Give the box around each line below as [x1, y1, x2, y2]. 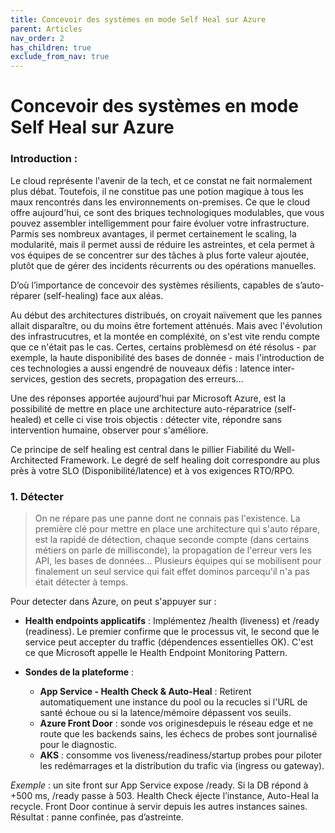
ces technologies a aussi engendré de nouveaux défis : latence [10, 362, 271, 374]
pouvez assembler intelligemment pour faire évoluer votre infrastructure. [10, 217, 310, 229]
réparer [10, 289, 42, 301]
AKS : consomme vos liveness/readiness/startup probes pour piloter [39, 749, 323, 761]
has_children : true [10, 42, 92, 53]
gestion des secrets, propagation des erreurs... [49, 372, 244, 385]
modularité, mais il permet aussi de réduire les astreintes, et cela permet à [10, 238, 315, 250]
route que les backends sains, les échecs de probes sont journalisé [39, 727, 318, 740]
